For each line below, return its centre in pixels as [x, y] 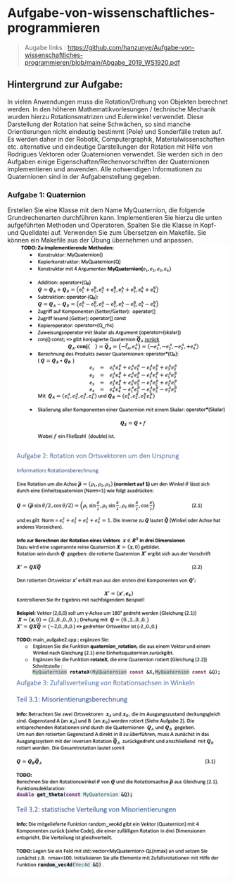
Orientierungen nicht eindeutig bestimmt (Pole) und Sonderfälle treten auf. [115, 131]
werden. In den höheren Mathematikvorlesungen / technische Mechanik [112, 109]
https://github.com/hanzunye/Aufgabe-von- [131, 47]
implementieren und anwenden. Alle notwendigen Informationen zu [105, 169]
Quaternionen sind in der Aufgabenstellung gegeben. [84, 176]
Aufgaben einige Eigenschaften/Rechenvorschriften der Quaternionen [108, 161]
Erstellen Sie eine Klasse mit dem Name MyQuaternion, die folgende [106, 210]
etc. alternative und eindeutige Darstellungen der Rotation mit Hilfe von [110, 147]
